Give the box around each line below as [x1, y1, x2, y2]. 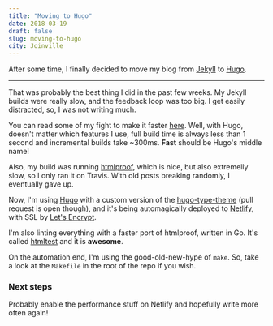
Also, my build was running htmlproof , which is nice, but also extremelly [8, 162, 249, 172]
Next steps [8, 281, 53, 293]
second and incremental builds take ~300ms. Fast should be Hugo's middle [8, 138, 262, 148]
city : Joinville [8, 42, 63, 50]
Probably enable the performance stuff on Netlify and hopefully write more [8, 299, 258, 309]
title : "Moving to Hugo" [8, 11, 93, 20]
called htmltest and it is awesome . [8, 237, 123, 247]
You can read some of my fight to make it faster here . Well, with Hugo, [8, 121, 244, 131]
